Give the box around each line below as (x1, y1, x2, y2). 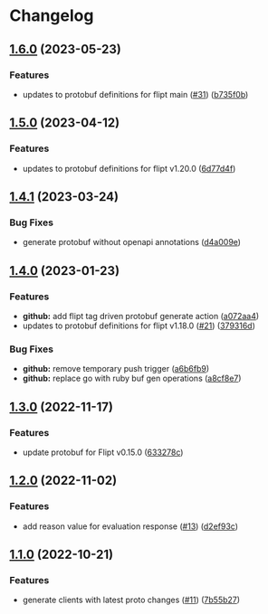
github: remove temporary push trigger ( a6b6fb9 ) (22, 364, 210, 374)
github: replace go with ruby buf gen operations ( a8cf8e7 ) (22, 373, 242, 384)
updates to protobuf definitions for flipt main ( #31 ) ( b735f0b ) (22, 89, 249, 99)
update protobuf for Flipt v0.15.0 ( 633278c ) (22, 447, 184, 458)
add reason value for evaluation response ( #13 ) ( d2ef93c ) (22, 521, 238, 532)
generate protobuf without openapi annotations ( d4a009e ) (22, 237, 242, 248)
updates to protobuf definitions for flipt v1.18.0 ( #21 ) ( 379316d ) (22, 320, 256, 331)
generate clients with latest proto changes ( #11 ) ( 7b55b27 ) (22, 594, 241, 606)
